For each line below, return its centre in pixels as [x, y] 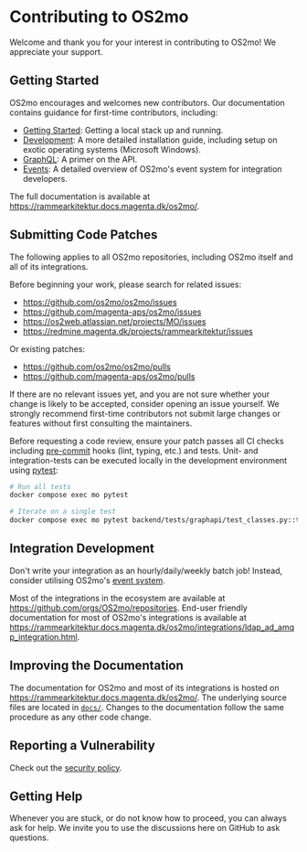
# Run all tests [40, 486]
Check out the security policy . [66, 767]
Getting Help [46, 796]
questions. [29, 837]
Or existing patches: [47, 348]
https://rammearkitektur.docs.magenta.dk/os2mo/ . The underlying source [148, 698]
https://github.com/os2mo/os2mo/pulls [96, 367]
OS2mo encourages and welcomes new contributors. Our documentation [147, 102]
